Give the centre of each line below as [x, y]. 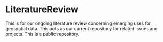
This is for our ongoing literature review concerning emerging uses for [78, 23]
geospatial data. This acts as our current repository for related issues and [82, 28]
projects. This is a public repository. [42, 34]
